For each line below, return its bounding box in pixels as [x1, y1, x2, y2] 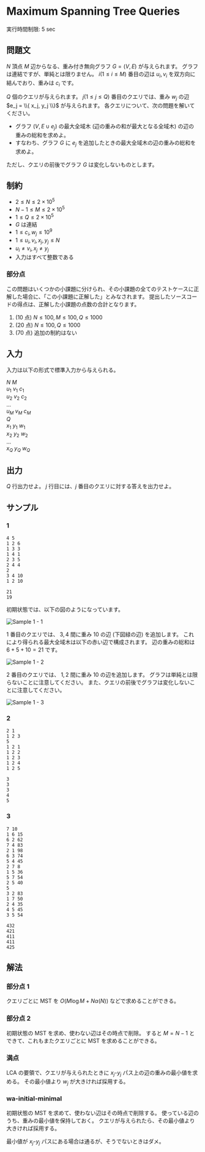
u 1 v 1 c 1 [6, 385, 24, 394]
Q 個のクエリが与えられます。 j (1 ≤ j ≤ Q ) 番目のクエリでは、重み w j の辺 [6, 93, 190, 102]
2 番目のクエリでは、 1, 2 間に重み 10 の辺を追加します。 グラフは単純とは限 [6, 671, 198, 678]
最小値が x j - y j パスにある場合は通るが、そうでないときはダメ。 [6, 1137, 165, 1146]
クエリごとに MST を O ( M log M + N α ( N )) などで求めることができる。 [6, 997, 179, 1005]
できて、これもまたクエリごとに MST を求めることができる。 [6, 1037, 160, 1045]
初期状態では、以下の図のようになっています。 [6, 605, 124, 613]
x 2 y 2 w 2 [6, 430, 29, 438]
